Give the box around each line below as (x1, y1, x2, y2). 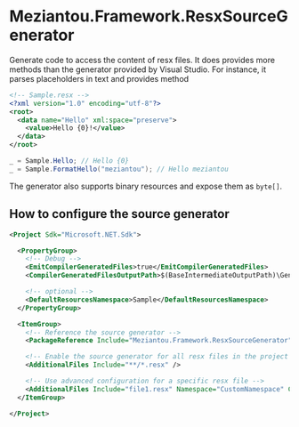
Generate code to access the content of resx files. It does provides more (9, 54, 276, 65)
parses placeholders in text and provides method (9, 73, 190, 84)
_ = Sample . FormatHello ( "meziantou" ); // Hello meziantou (9, 165, 229, 173)
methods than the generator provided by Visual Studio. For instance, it (9, 64, 267, 75)
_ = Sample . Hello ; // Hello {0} (9, 157, 129, 165)
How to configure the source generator (9, 206, 230, 222)
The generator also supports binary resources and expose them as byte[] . (9, 181, 283, 191)
